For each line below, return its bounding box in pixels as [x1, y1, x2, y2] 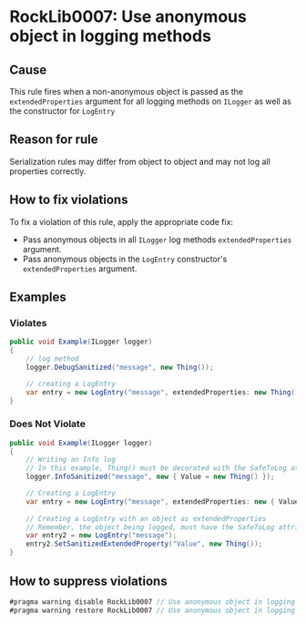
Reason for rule [9, 132, 98, 148]
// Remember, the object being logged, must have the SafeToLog [25, 522, 275, 532]
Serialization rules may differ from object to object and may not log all [9, 156, 270, 167]
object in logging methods [9, 26, 212, 46]
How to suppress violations [9, 573, 168, 588]
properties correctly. [9, 166, 87, 177]
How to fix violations [9, 192, 128, 208]
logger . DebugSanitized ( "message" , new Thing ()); [25, 363, 214, 372]
